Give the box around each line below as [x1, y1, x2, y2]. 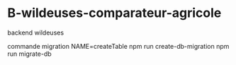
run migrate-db [7, 49, 52, 58]
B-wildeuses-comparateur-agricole [7, 5, 222, 21]
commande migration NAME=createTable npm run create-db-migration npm [7, 42, 230, 50]
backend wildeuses [7, 28, 64, 37]
